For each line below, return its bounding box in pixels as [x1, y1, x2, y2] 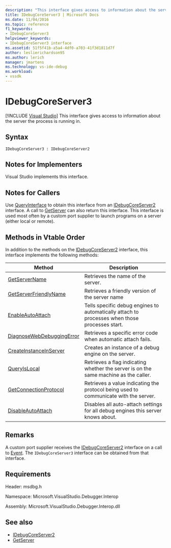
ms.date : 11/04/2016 [5, 17, 49, 22]
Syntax [5, 133, 28, 142]
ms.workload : [5, 69, 33, 74]
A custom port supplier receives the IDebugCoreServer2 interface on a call [5, 444, 162, 450]
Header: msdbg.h [5, 483, 42, 489]
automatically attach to [84, 308, 139, 316]
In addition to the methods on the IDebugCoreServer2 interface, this [5, 247, 148, 253]
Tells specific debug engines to [84, 302, 159, 309]
